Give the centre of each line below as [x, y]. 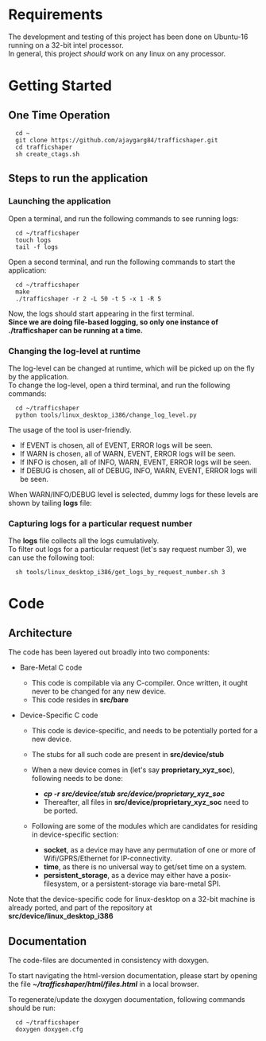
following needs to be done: [77, 779]
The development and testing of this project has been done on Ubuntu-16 [128, 37]
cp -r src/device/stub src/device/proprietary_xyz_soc [134, 794]
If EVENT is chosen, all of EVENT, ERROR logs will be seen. [116, 445]
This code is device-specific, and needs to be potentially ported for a [145, 731]
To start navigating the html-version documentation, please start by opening [133, 976]
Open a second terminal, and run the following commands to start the [122, 262]
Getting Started [60, 86]
